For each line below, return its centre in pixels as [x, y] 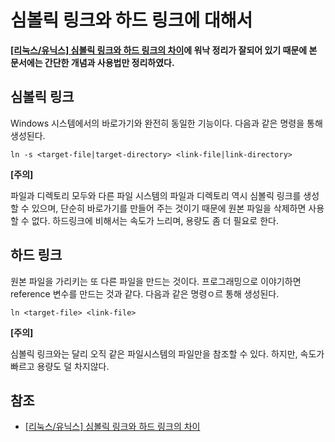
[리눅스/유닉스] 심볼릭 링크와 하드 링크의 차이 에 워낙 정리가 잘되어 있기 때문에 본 [164, 50]
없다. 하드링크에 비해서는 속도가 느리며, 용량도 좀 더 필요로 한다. [155, 220]
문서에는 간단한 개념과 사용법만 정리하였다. [92, 62]
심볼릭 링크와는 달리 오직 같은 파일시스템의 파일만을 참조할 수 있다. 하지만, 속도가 [167, 353]
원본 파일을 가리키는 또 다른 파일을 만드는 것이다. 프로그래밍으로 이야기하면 [156, 281]
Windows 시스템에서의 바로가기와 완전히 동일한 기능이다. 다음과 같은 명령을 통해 [166, 123]
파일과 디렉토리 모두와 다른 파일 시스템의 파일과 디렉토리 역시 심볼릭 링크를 [156, 195]
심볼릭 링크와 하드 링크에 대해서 [131, 20]
